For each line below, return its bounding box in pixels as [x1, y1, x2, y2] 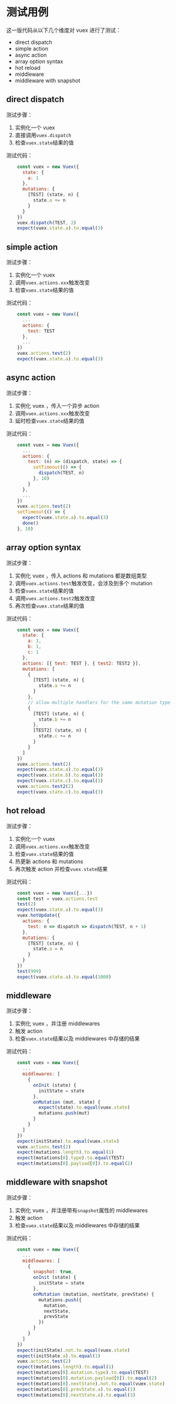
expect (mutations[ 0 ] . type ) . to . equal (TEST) [17, 1155, 125, 1161]
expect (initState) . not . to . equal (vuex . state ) [17, 1347, 130, 1353]
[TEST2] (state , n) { [32, 727, 87, 734]
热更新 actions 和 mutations [14, 858, 83, 865]
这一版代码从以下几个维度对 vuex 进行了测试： [6, 26, 121, 34]
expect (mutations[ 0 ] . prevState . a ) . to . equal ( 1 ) [17, 1386, 136, 1393]
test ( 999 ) [17, 968, 42, 974]
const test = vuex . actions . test [17, 896, 98, 902]
